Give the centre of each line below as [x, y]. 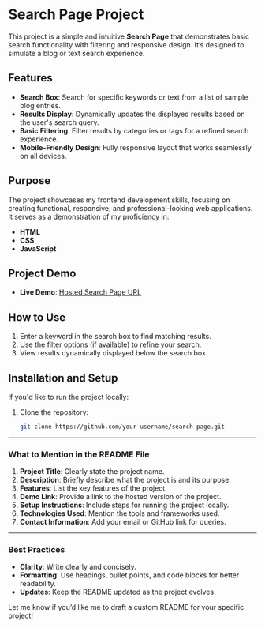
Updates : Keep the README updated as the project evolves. [118, 592]
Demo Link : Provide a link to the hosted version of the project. [120, 497]
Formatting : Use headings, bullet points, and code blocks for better [129, 575]
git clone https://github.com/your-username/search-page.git [122, 427]
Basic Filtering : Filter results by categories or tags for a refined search [134, 130]
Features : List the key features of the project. [93, 488]
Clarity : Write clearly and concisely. [78, 567]
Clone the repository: [54, 412]
